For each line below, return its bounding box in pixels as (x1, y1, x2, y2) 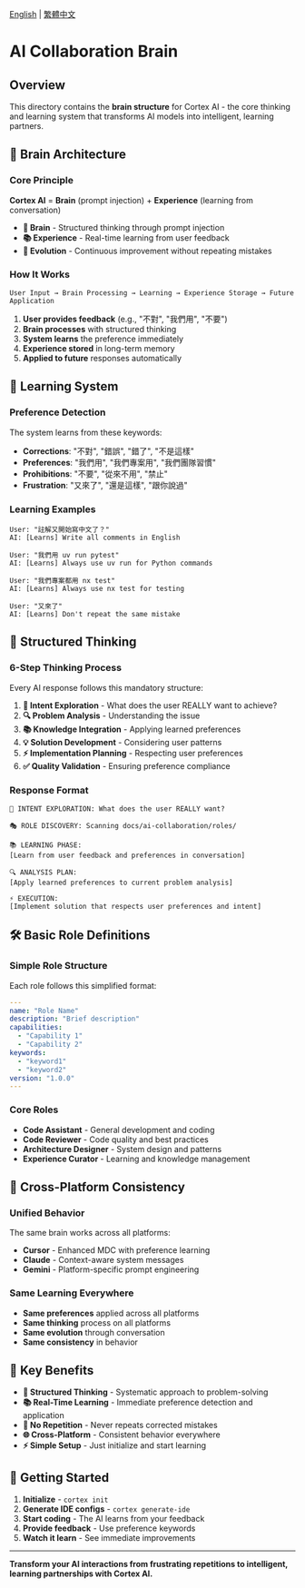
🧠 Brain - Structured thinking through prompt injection (22, 222, 225, 232)
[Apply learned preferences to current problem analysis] (9, 878, 233, 887)
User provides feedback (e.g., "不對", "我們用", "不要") (22, 313, 229, 324)
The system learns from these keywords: (9, 427, 162, 438)
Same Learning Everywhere (9, 1287, 134, 1299)
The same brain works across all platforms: (9, 1228, 171, 1238)
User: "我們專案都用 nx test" (9, 576, 115, 585)
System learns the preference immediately (22, 333, 184, 344)
